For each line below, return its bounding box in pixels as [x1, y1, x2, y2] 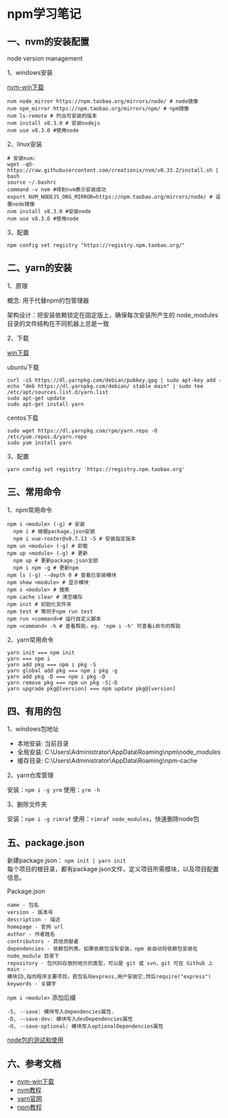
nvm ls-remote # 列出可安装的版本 [7, 112, 97, 119]
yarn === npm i [7, 655, 51, 662]
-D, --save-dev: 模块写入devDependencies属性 [7, 1016, 134, 1023]
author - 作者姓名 [7, 931, 55, 938]
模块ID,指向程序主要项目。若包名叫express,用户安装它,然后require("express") [7, 973, 212, 980]
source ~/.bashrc [7, 179, 57, 186]
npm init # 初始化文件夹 [7, 600, 72, 607]
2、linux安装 [7, 140, 42, 148]
